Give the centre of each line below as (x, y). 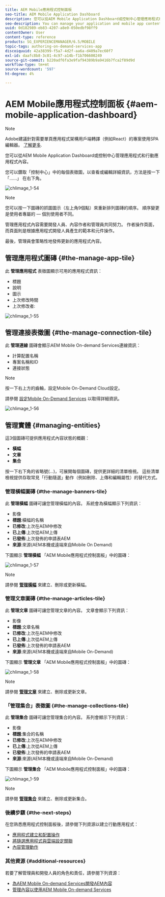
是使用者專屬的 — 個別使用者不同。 (41, 214)
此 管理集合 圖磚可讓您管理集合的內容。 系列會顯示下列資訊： (67, 718)
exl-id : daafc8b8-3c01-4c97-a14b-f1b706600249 (54, 55)
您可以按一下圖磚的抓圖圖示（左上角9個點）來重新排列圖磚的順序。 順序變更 (82, 208)
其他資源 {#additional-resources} (45, 861)
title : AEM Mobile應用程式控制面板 (39, 10)
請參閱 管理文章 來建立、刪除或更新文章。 (47, 691)
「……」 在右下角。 (25, 178)
